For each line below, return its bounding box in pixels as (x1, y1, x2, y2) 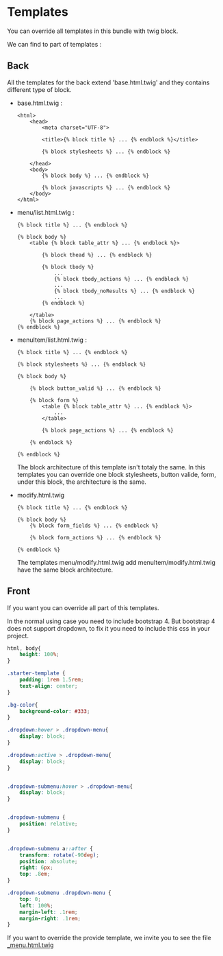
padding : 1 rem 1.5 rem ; (19, 677, 84, 684)
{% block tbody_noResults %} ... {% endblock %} (53, 288, 196, 294)
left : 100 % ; (19, 902, 53, 909)
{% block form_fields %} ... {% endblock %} (29, 522, 159, 529)
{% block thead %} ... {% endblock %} (42, 251, 153, 258)
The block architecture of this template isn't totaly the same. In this (16, 463, 206, 471)
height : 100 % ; (19, 651, 60, 658)
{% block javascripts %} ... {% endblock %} (42, 184, 171, 191)
